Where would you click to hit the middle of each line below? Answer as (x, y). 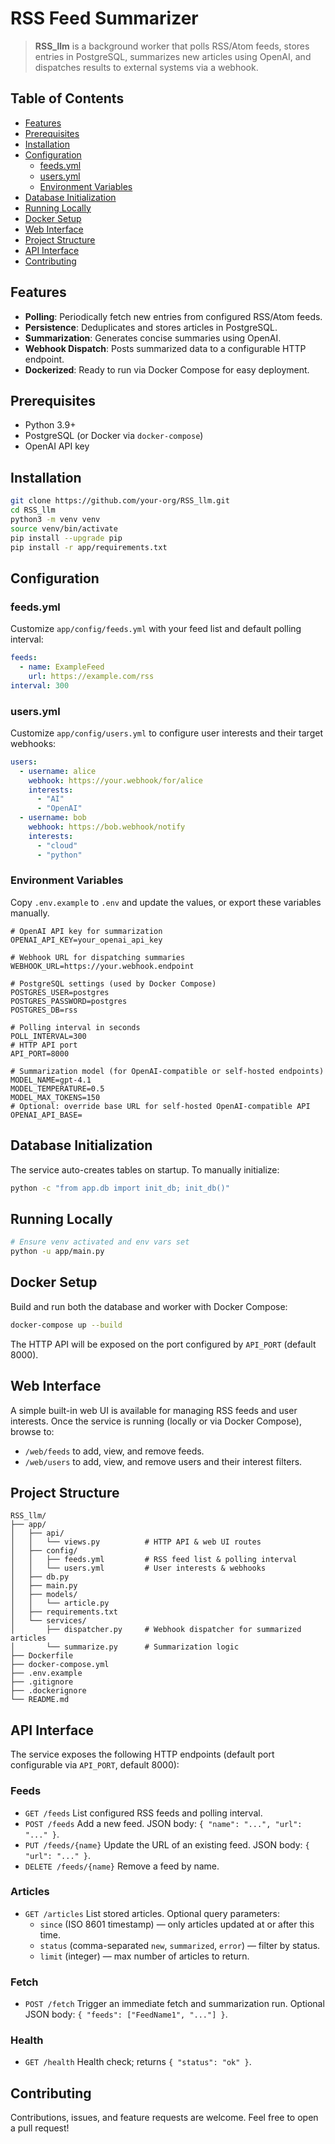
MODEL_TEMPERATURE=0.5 (57, 1088)
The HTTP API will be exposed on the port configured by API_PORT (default (163, 1344)
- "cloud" (57, 845)
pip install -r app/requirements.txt (89, 547)
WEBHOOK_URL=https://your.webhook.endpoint (102, 966)
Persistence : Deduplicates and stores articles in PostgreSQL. (151, 327)
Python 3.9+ (50, 425)
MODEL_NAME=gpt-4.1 (51, 1080)
